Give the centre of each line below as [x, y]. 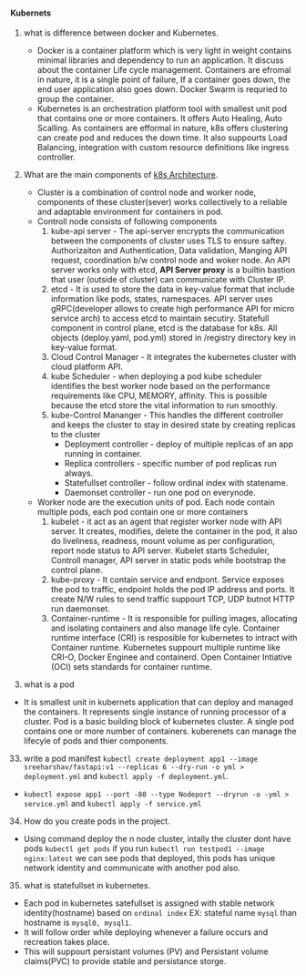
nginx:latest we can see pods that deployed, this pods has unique [149, 858]
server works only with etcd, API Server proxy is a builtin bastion [173, 270]
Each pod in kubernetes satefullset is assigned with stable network [149, 903]
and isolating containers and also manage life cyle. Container [165, 628]
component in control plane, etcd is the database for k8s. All [164, 328]
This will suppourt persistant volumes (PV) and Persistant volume [146, 951]
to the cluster [76, 435]
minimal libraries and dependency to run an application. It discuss [160, 60]
